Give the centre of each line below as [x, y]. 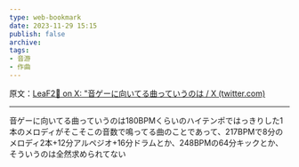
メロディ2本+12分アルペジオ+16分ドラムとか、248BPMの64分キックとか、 [146, 142]
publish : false [37, 34]
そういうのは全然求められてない [68, 154]
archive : [25, 42]
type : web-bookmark [45, 17]
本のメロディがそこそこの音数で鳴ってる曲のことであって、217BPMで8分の [146, 131]
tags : [19, 51]
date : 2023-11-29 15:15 [53, 26]
